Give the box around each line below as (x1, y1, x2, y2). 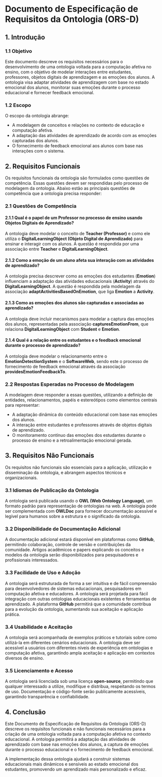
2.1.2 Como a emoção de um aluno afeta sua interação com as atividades (5, 257, 154, 263)
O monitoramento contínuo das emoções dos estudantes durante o (12, 432, 146, 438)
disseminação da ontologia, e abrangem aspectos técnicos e (5, 469, 126, 475)
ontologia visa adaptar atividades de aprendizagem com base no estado (5, 79, 149, 85)
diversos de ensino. (5, 655, 44, 661)
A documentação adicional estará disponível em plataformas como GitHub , (5, 536, 155, 542)
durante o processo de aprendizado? (5, 343, 81, 348)
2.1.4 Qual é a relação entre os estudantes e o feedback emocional (5, 337, 141, 343)
